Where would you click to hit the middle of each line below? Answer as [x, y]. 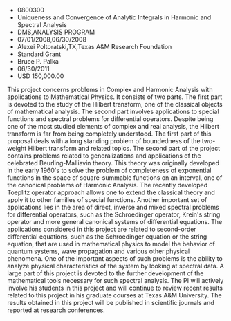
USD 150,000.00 [40, 76]
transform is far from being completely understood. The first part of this [109, 134]
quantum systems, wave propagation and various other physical [99, 251]
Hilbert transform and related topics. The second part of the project [124, 148]
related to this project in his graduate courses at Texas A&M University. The [115, 295]
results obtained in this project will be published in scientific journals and [111, 303]
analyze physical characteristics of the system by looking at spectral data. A [116, 266]
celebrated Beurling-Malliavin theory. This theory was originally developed [113, 163]
